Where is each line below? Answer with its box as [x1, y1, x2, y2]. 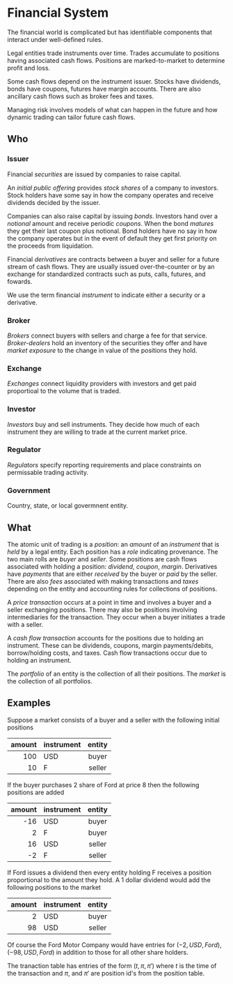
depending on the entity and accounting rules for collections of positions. [7, 584, 218, 593]
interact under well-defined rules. [7, 35, 103, 43]
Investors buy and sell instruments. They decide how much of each [7, 420, 200, 428]
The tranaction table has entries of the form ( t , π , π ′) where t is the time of [7, 961, 217, 970]
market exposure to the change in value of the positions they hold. [7, 346, 198, 354]
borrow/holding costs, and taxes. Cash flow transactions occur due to [7, 649, 207, 657]
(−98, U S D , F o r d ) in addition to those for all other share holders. [7, 948, 189, 956]
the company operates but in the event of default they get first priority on [7, 234, 217, 242]
